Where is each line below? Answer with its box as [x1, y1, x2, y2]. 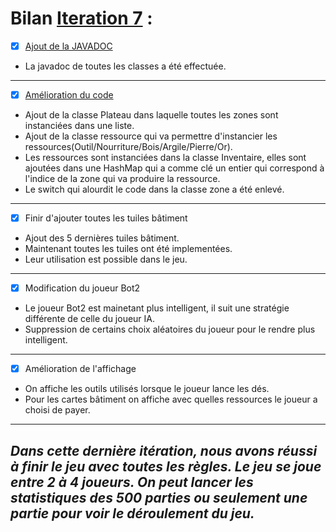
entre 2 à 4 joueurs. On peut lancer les [10, 473, 254, 491]
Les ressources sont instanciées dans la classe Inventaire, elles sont [24, 152, 307, 164]
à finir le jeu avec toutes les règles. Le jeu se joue [10, 458, 322, 475]
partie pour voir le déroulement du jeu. [10, 505, 255, 522]
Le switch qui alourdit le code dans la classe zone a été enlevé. [24, 183, 285, 196]
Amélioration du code [24, 89, 114, 101]
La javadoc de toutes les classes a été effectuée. [24, 60, 227, 72]
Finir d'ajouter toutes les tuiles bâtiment [24, 212, 188, 224]
